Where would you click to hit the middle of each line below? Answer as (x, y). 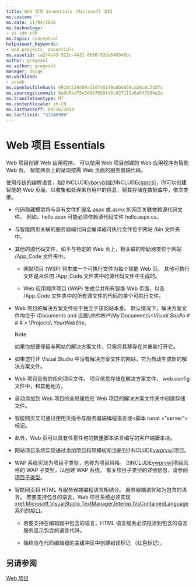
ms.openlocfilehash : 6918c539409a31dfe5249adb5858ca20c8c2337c (85, 88)
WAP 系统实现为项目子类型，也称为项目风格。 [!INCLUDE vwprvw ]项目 (99, 463)
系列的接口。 (30, 511)
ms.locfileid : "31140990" (37, 115)
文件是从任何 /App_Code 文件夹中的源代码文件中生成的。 (92, 276)
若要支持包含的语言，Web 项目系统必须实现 (78, 497)
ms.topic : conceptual (32, 39)
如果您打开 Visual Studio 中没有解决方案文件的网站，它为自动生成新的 (98, 359)
